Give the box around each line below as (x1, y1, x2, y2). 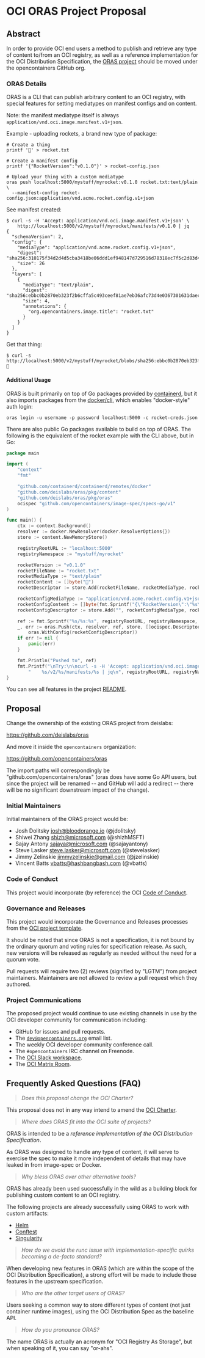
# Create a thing (6, 142, 51, 148)
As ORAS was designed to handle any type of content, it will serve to (6, 1148, 179, 1156)
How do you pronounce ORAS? (21, 1326, 99, 1334)
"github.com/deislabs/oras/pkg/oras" (17, 495, 113, 501)
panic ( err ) (28, 641, 56, 647)
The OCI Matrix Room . (15, 1060, 71, 1068)
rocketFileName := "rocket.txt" (17, 568, 99, 574)
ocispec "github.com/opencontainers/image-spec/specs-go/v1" (17, 500, 176, 506)
